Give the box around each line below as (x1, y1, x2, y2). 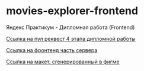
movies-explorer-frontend (6, 4, 138, 18)
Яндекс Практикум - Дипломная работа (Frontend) (6, 24, 135, 31)
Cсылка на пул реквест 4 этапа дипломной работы (6, 35, 136, 42)
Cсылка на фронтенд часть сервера (6, 46, 98, 54)
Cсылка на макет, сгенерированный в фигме (6, 58, 120, 65)
